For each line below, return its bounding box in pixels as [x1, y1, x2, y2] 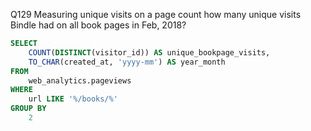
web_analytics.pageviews [28, 75, 132, 86]
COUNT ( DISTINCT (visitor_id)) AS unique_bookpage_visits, [28, 47, 271, 58]
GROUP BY [10, 104, 47, 114]
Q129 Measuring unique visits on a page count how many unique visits [10, 9, 302, 20]
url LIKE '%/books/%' [28, 94, 118, 104]
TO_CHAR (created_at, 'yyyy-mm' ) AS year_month [28, 57, 226, 67]
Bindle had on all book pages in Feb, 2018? [10, 19, 187, 31]
